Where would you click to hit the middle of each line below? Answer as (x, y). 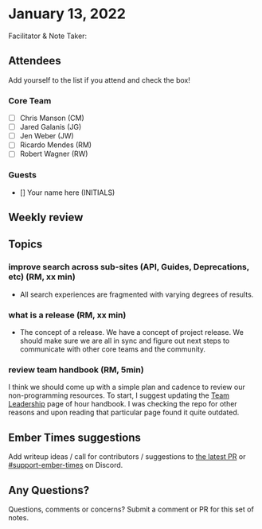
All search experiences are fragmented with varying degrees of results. (137, 294)
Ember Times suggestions (75, 437)
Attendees (35, 61)
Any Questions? (49, 490)
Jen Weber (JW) (47, 136)
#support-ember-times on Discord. (66, 465)
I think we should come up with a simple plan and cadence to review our (127, 387)
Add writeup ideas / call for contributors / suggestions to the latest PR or (127, 457)
